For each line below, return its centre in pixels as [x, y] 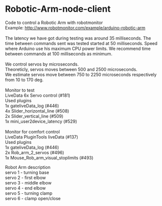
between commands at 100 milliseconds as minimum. [59, 54]
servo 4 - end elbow [25, 188]
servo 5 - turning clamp [29, 193]
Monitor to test [20, 90]
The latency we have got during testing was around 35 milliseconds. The [78, 38]
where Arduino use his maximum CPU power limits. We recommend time [78, 48]
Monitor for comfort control [32, 132]
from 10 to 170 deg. [24, 80]
